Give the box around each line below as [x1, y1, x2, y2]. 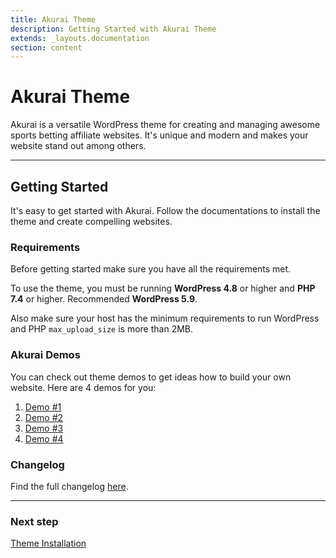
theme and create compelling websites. [10, 216, 173, 227]
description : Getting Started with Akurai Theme [10, 24, 217, 34]
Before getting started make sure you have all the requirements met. [10, 263, 292, 275]
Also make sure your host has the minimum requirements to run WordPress [10, 312, 320, 325]
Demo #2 [24, 411, 64, 423]
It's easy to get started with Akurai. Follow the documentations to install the [10, 205, 321, 216]
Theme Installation [10, 537, 87, 550]
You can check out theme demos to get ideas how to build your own [10, 371, 292, 383]
